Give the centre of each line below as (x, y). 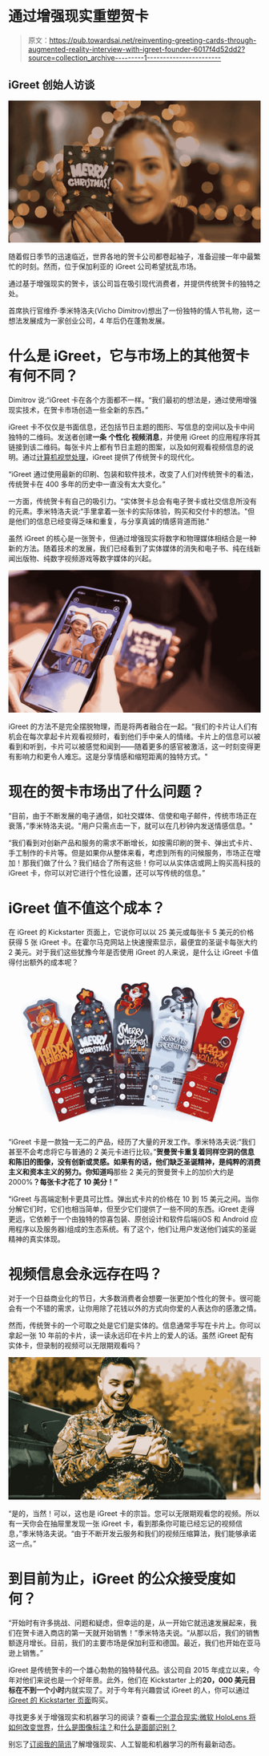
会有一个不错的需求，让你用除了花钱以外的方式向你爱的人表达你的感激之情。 (134, 1308)
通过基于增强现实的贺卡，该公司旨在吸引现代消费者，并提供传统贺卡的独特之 (134, 284)
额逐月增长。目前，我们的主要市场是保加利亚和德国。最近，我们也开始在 (127, 1643)
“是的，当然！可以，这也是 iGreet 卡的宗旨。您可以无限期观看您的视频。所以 (134, 1513)
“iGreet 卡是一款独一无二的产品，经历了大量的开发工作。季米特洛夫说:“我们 (132, 1142)
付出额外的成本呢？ (46, 962)
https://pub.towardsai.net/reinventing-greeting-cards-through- (153, 40)
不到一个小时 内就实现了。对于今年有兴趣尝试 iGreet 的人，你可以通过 (136, 1689)
